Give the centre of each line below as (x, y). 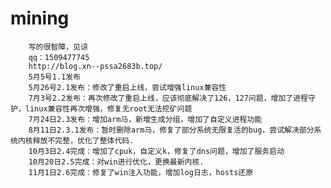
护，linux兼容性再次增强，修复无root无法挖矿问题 (101, 108)
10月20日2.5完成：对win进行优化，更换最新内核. (116, 162)
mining (40, 18)
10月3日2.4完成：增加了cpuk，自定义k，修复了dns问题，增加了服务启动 (156, 151)
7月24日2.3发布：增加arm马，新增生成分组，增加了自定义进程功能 (145, 119)
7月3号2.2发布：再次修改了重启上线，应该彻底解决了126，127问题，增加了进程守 (172, 98)
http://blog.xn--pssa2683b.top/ (95, 66)
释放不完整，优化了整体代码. (83, 140)
